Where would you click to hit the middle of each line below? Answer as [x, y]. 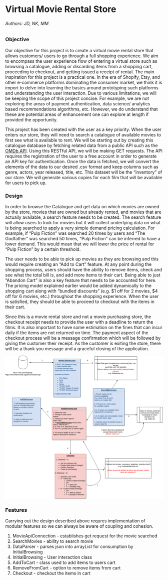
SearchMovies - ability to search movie [53, 541]
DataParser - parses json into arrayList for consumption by [73, 547]
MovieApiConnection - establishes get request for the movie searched [85, 536]
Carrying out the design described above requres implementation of [75, 521]
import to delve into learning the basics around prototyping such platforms [82, 88]
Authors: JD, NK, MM [27, 23]
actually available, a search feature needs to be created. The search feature [83, 217]
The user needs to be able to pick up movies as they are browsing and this [82, 259]
